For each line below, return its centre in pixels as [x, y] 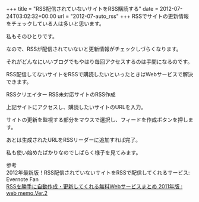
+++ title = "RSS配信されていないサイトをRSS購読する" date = [82, 9]
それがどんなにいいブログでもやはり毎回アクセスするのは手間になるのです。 [99, 62]
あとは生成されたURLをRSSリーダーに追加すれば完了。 [74, 140]
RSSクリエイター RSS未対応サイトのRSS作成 [61, 94]
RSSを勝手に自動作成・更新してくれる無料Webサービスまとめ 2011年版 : [94, 186]
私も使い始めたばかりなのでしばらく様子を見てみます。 [74, 153]
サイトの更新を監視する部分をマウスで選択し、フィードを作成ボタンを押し [97, 120]
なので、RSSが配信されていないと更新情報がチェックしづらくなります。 [94, 49]
